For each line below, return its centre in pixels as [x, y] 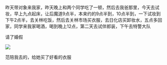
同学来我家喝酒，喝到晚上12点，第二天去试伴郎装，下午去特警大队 [82, 26]
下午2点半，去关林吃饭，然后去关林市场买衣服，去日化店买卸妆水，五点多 [81, 20]
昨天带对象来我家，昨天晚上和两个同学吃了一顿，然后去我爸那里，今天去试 [82, 7]
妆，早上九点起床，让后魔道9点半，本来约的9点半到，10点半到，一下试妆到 [83, 14]
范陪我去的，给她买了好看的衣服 [38, 57]
